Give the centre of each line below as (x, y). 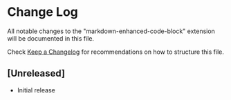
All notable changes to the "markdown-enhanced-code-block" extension (111, 31)
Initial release (36, 90)
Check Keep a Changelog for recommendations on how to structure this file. (116, 52)
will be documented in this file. (51, 38)
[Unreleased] (36, 73)
